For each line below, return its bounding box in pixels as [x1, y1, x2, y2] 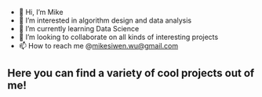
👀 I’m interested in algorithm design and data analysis [18, 16, 192, 25]
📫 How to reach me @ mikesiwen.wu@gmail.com [18, 41, 178, 50]
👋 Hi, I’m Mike [18, 8, 64, 16]
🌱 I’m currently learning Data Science [18, 24, 140, 33]
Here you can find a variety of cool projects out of [7, 66, 255, 80]
